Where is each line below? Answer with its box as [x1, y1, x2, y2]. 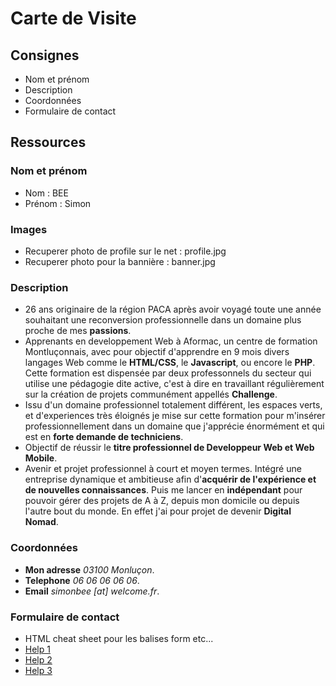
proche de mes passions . [24, 325, 132, 337]
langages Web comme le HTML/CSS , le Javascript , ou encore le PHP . [24, 357, 316, 369]
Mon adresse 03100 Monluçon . [24, 563, 155, 576]
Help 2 [24, 653, 53, 666]
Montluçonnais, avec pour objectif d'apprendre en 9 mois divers [24, 346, 290, 358]
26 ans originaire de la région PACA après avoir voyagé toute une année [24, 303, 322, 316]
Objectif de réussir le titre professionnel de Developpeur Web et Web [24, 442, 315, 454]
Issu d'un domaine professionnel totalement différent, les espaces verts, [24, 399, 323, 411]
